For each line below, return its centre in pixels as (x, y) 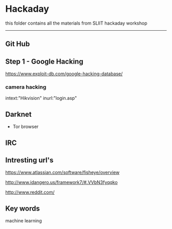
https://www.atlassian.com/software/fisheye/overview (62, 173)
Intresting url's (29, 160)
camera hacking (26, 87)
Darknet (18, 114)
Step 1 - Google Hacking (44, 61)
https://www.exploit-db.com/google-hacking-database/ (64, 74)
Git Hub (18, 44)
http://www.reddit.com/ (30, 192)
